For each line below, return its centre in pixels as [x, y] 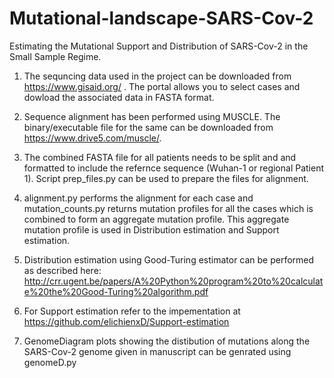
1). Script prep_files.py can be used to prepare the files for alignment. [166, 178]
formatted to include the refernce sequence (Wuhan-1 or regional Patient [174, 168]
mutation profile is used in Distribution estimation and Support [151, 229]
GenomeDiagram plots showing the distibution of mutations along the [167, 341]
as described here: [62, 270]
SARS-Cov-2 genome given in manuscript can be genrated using [157, 351]
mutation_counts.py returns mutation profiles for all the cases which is [168, 208]
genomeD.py [50, 362]
